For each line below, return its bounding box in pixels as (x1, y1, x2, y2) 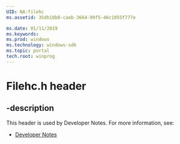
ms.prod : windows (6, 37, 50, 43)
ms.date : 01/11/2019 (6, 25, 58, 31)
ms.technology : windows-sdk (6, 42, 77, 48)
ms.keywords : (6, 31, 39, 37)
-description (6, 103, 54, 113)
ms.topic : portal (6, 48, 50, 54)
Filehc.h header (6, 79, 86, 93)
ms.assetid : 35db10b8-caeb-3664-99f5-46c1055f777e (6, 14, 136, 20)
